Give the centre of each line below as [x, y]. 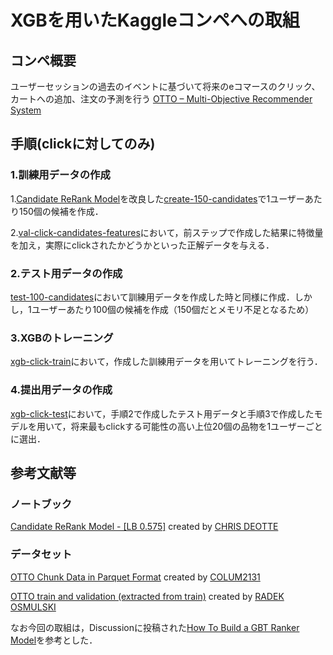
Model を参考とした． [54, 640]
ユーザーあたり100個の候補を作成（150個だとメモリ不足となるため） [173, 309]
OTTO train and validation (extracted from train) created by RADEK [147, 596]
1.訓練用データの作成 [60, 175]
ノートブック [41, 504]
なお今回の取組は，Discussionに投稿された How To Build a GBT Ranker [155, 627]
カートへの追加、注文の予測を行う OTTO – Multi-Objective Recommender [161, 99]
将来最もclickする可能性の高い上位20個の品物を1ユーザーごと [196, 426]
